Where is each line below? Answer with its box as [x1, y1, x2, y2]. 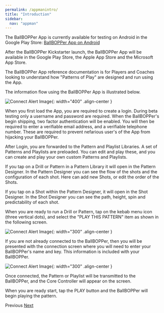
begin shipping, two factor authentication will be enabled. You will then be [5, 118, 155, 124]
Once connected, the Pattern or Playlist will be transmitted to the [5, 273, 136, 279]
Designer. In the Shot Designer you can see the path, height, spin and [5, 194, 146, 200]
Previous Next [5, 303, 34, 309]
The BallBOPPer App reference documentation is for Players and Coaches [5, 69, 155, 75]
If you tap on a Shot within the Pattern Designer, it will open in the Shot [5, 189, 148, 195]
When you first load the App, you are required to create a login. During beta [5, 108, 158, 114]
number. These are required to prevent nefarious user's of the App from [5, 129, 151, 135]
